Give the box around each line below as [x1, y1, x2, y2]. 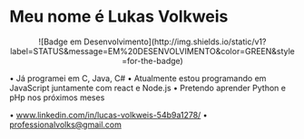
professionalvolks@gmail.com [9, 119, 123, 130]
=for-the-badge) [122, 55, 183, 66]
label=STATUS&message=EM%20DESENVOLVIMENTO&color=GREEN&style [10, 45, 295, 56]
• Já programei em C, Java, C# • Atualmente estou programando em [9, 72, 267, 83]
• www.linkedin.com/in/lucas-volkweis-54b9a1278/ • [9, 109, 208, 120]
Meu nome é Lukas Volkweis [9, 6, 229, 27]
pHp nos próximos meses [9, 92, 105, 103]
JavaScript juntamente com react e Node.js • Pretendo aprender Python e [9, 82, 286, 93]
